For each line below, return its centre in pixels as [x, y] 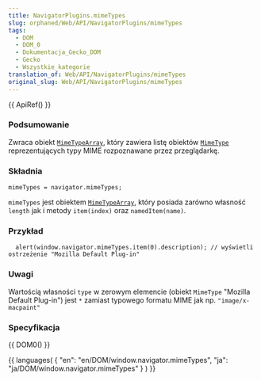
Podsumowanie [39, 125]
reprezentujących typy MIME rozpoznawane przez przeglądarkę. [114, 150]
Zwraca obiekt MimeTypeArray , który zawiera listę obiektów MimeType [119, 142]
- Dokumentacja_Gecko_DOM [58, 52]
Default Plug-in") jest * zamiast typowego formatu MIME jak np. [112, 300]
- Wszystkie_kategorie [53, 67]
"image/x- [234, 301]
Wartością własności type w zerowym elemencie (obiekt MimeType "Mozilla [129, 291]
